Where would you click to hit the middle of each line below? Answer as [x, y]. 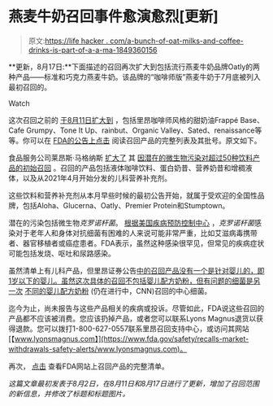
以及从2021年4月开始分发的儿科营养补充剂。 [97, 178]
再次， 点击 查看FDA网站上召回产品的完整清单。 [89, 366]
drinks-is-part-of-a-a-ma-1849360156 [93, 50]
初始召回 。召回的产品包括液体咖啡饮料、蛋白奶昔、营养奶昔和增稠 [134, 168]
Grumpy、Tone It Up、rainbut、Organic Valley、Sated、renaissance [140, 130]
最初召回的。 [30, 87]
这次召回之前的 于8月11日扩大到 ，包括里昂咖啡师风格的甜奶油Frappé [123, 120]
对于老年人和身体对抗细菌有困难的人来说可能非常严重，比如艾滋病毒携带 [136, 233]
